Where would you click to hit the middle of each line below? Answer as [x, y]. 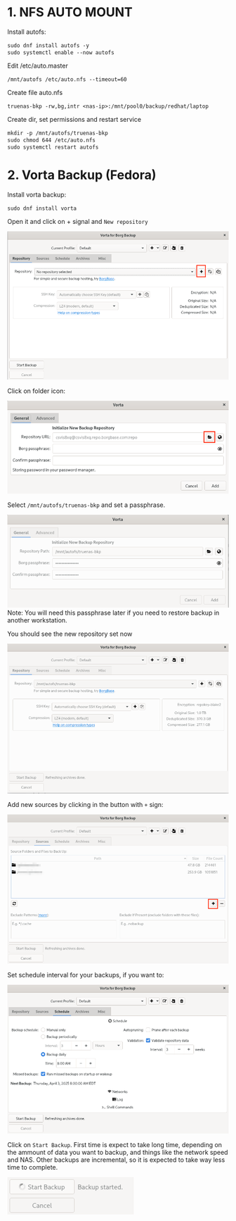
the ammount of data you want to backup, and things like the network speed [118, 1152]
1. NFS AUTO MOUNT [70, 12]
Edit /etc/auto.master [38, 65]
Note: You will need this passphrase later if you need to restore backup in [113, 613]
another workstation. [38, 620]
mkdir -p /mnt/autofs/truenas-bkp [58, 133]
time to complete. [33, 1167]
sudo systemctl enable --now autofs [61, 52]
